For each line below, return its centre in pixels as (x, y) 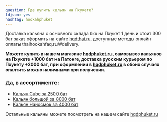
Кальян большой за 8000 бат (44, 99)
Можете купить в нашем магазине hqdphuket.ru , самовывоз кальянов (84, 54)
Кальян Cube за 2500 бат (40, 94)
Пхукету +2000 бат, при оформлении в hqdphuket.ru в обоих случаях (82, 65)
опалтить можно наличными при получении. (55, 70)
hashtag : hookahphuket (29, 19)
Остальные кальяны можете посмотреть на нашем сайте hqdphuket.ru (82, 114)
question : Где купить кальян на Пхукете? (49, 10)
